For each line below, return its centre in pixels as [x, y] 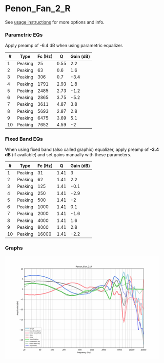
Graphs [14, 248]
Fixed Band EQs [24, 139]
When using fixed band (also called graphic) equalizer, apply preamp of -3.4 [82, 149]
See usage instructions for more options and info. [55, 22]
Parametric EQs [24, 35]
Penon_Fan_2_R [38, 9]
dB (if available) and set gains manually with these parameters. [68, 155]
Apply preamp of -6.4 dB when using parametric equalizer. [64, 46]
